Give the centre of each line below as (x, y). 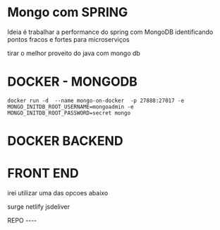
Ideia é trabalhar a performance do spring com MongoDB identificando (110, 32)
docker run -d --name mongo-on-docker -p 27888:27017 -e (96, 100)
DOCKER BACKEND (65, 141)
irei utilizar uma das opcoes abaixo (58, 193)
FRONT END (43, 173)
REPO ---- (22, 220)
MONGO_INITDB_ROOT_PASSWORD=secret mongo (69, 113)
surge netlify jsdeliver (39, 207)
